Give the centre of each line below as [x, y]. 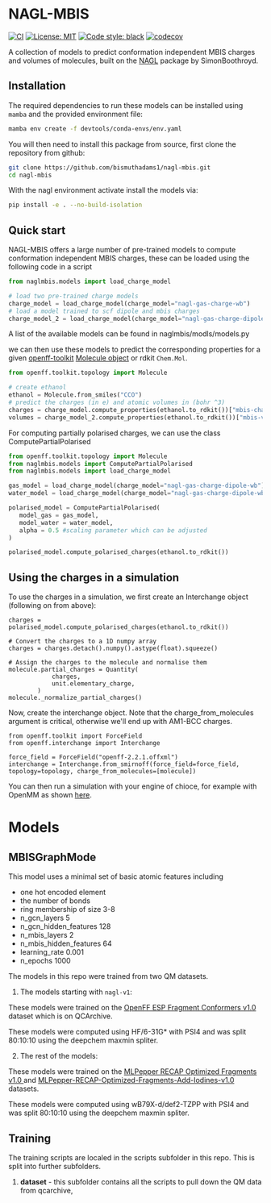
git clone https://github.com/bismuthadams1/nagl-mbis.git [110, 167]
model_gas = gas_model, [59, 515]
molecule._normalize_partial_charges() [75, 698]
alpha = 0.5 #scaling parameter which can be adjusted [113, 530]
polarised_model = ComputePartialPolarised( [84, 508]
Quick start [37, 230]
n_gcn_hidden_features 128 [65, 926]
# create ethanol [38, 388]
